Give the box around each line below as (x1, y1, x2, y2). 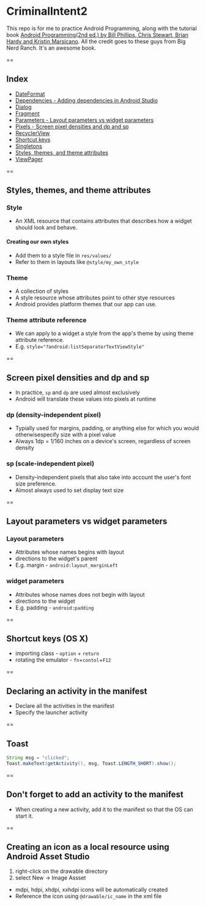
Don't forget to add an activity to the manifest (6, 789, 184, 800)
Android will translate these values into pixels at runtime (15, 395, 156, 403)
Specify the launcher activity (15, 709, 88, 716)
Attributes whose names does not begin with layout (15, 590, 145, 598)
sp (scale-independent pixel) (6, 459, 95, 468)
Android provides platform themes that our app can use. (15, 300, 157, 308)
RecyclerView (15, 129, 50, 136)
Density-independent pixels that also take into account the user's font (15, 473, 192, 481)
